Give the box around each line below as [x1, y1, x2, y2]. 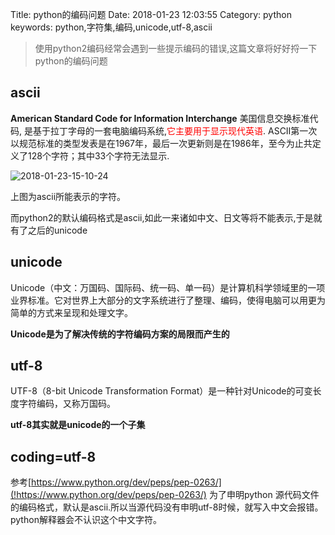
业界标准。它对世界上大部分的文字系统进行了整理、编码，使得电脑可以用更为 [10, 294, 326, 306]
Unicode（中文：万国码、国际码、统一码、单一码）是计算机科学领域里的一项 [10, 281, 326, 293]
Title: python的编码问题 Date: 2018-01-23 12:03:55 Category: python [10, 9, 292, 20]
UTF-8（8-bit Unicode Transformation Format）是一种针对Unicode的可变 [10, 385, 313, 397]
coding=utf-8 [10, 448, 97, 465]
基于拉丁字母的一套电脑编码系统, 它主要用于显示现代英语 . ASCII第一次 [32, 124, 318, 137]
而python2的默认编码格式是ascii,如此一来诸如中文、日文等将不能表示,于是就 [10, 211, 323, 223]
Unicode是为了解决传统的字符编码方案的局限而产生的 [10, 328, 230, 340]
